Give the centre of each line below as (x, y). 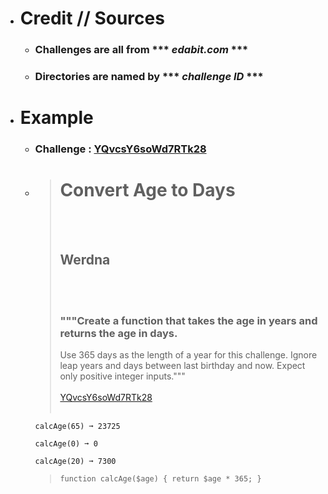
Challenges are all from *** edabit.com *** (141, 50)
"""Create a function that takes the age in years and (188, 320)
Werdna (85, 260)
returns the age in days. (118, 333)
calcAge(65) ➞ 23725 (77, 427)
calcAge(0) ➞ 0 (66, 444)
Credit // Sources (92, 18)
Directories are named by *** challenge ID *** (149, 77)
